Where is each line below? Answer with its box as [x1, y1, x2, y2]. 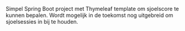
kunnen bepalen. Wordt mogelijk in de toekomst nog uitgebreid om [5, 12, 173, 19]
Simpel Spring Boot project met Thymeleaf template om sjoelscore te [5, 5, 180, 12]
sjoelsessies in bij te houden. [5, 18, 79, 25]
